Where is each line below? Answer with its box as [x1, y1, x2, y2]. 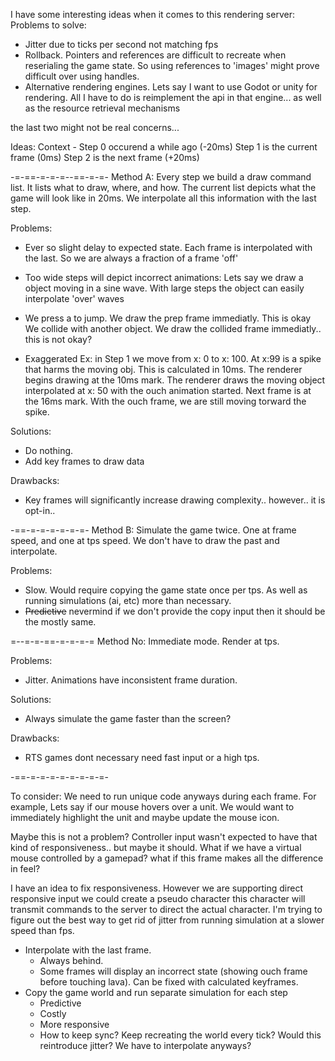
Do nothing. [24, 445, 74, 456]
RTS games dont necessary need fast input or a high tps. [24, 752, 260, 763]
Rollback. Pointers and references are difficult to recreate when [24, 49, 287, 61]
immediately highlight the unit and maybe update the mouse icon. [10, 812, 280, 823]
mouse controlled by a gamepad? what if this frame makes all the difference [10, 852, 324, 864]
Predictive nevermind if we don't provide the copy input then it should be [24, 605, 326, 617]
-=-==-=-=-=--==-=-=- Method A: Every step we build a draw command [10, 171, 312, 183]
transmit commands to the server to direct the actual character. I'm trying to [10, 904, 323, 915]
